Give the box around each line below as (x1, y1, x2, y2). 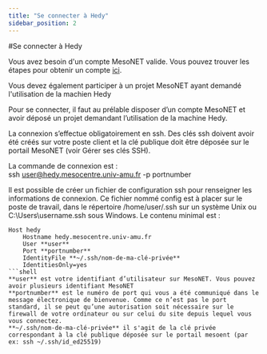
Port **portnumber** (22, 247, 91, 255)
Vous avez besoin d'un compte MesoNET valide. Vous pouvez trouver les (8, 57, 250, 66)
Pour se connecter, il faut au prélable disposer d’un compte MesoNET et (8, 105, 246, 114)
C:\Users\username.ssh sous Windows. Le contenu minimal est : (8, 210, 221, 220)
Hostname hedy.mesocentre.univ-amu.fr (22, 233, 152, 241)
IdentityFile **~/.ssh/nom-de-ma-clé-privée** (22, 253, 181, 262)
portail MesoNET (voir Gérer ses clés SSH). (8, 145, 151, 155)
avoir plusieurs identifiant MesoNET (8, 281, 134, 290)
